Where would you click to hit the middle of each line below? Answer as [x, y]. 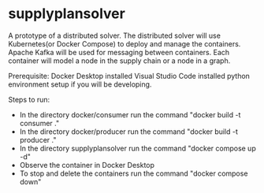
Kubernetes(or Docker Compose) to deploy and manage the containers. [125, 43]
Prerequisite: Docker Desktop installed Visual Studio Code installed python [129, 76]
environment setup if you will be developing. [80, 84]
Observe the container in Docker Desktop [87, 165]
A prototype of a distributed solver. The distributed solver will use [114, 35]
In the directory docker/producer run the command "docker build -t [129, 132]
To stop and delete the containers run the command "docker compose [134, 173]
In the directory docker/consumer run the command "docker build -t [130, 114]
